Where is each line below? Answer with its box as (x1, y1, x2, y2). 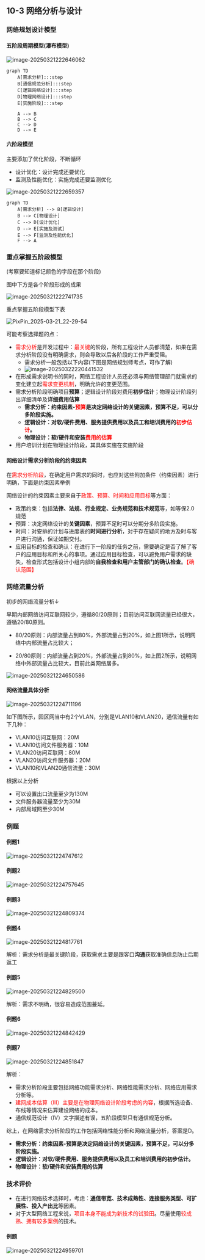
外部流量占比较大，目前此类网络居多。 (26, 659, 123, 667)
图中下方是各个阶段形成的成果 (6, 281, 81, 288)
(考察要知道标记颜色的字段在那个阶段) (6, 268, 102, 275)
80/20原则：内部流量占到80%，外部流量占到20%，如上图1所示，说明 (15, 631, 190, 639)
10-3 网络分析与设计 (6, 5, 82, 16)
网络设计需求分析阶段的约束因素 (6, 457, 87, 464)
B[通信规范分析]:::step (17, 81, 72, 87)
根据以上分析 (6, 777, 38, 784)
